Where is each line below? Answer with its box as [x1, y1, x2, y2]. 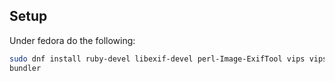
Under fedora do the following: [9, 34, 136, 46]
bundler [9, 63, 42, 73]
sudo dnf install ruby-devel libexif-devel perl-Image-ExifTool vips [9, 54, 306, 64]
